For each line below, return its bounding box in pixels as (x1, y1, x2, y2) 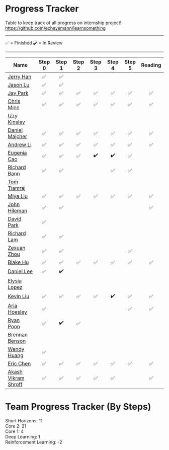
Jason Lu (8, 81, 30, 88)
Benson (8, 337, 26, 344)
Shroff (8, 381, 23, 388)
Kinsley (8, 118, 25, 125)
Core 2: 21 (5, 423, 27, 429)
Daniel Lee (8, 268, 33, 275)
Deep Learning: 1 (5, 433, 40, 439)
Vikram (8, 374, 25, 382)
